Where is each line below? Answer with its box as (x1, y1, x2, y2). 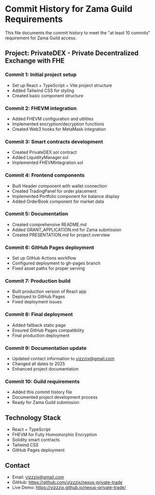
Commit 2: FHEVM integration (5, 105, 77, 111)
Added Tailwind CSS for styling (12, 88, 74, 93)
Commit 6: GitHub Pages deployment (5, 244, 94, 251)
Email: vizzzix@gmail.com (12, 474, 64, 480)
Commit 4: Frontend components (5, 172, 85, 178)
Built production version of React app (12, 288, 87, 295)
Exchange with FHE (5, 57, 65, 65)
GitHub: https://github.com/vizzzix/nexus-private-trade (12, 479, 123, 485)
